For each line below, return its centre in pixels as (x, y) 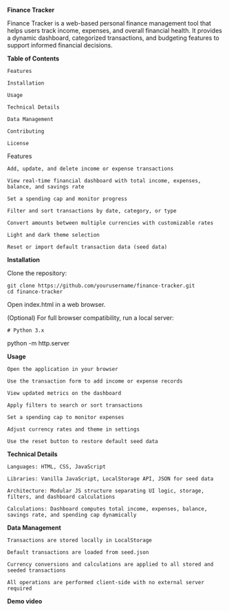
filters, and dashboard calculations (61, 497)
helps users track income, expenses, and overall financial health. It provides (115, 31)
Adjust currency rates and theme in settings (73, 429)
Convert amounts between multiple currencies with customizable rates (110, 223)
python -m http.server (39, 343)
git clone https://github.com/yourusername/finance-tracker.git (101, 286)
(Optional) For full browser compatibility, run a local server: (90, 318)
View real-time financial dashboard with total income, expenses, (104, 181)
